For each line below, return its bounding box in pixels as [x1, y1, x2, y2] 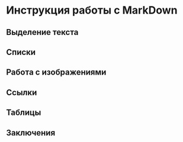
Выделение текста [6, 27, 79, 37]
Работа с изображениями [6, 67, 107, 78]
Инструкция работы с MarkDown [6, 4, 178, 17]
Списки [6, 47, 36, 57]
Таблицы [6, 108, 41, 118]
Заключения [6, 128, 56, 138]
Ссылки [6, 87, 37, 98]
